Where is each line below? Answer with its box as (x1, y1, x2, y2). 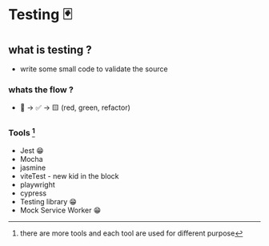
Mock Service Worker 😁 (19, 205, 102, 216)
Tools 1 (8, 126, 36, 139)
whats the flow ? (8, 84, 74, 95)
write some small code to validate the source (19, 64, 168, 74)
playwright (19, 180, 55, 190)
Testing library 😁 (19, 197, 78, 207)
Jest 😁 (19, 146, 44, 155)
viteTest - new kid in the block (19, 171, 119, 181)
